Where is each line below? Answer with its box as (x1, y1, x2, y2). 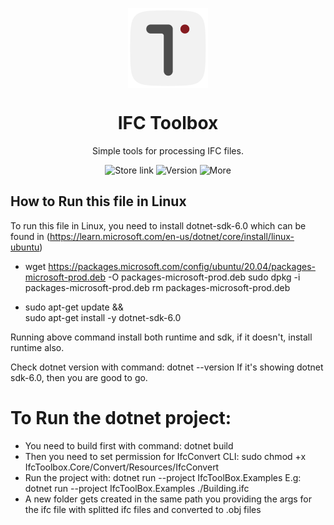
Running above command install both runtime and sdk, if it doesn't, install (10, 331, 313, 343)
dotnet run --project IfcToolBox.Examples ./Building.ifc (24, 482, 250, 494)
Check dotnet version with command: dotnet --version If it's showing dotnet (10, 361, 324, 373)
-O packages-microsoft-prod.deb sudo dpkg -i (107, 271, 301, 283)
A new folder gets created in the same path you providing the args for (24, 493, 312, 505)
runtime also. (10, 341, 65, 353)
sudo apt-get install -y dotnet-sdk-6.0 (24, 311, 182, 323)
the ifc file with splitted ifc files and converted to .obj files (24, 503, 262, 515)
